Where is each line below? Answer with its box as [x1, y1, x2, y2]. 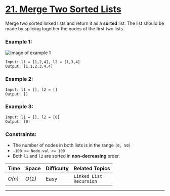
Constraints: [5, 130, 37, 137]
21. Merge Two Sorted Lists [5, 4, 121, 15]
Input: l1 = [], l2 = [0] [5, 115, 60, 120]
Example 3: [5, 103, 34, 110]
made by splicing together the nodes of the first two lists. [5, 25, 124, 31]
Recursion [73, 178, 97, 184]
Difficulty [46, 165, 69, 172]
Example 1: [5, 38, 32, 45]
